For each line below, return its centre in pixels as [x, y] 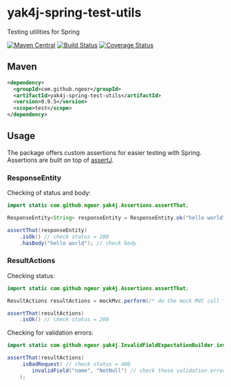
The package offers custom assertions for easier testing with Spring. [104, 152]
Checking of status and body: [49, 193]
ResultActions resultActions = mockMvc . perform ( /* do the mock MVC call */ [118, 301]
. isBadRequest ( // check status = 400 [75, 364]
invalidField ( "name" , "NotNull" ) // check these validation [120, 370]
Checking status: [31, 275]
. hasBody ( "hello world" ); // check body [78, 243]
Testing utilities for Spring [44, 32]
